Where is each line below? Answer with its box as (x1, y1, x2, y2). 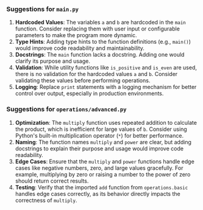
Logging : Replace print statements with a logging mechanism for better (15, 83, 197, 91)
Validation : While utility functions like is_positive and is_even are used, (15, 64, 197, 71)
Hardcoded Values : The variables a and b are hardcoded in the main (15, 19, 186, 26)
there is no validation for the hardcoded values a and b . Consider (15, 71, 178, 78)
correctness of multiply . (15, 197, 77, 204)
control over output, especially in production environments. (15, 90, 164, 97)
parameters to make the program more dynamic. (15, 32, 137, 39)
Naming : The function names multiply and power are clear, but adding (15, 138, 192, 145)
